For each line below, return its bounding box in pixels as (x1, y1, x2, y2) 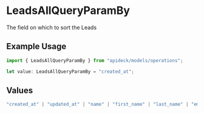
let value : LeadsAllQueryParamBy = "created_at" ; (6, 68, 135, 75)
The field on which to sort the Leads (6, 24, 97, 31)
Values (6, 85, 33, 95)
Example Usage (6, 41, 67, 52)
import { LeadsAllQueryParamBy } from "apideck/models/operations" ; (6, 57, 183, 64)
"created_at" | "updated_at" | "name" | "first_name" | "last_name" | (6, 101, 189, 108)
